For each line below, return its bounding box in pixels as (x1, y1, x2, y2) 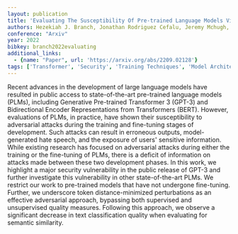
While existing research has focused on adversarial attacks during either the (7, 143, 230, 151)
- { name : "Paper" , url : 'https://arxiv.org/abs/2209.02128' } (13, 57, 198, 64)
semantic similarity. (7, 218, 64, 227)
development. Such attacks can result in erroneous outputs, (7, 128, 182, 136)
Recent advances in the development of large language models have (7, 82, 208, 91)
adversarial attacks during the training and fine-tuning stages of (7, 120, 194, 128)
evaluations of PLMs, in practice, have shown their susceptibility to (7, 113, 203, 121)
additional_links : (7, 50, 62, 57)
